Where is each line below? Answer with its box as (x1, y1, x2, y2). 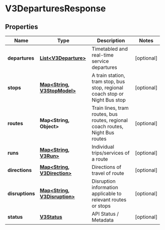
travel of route (91, 170, 124, 176)
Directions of (91, 164, 122, 170)
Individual (91, 143, 114, 150)
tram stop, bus (91, 78, 125, 85)
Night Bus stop (91, 97, 126, 103)
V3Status (39, 214, 62, 220)
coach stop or (91, 91, 124, 97)
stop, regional (91, 84, 124, 91)
